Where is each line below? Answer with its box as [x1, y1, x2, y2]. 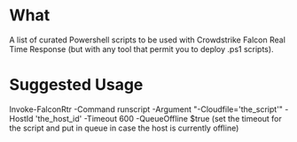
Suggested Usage [9, 75, 144, 95]
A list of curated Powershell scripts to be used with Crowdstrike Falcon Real [9, 34, 286, 45]
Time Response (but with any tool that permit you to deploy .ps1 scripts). [9, 43, 274, 54]
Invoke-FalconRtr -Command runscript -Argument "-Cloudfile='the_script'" [9, 103, 284, 115]
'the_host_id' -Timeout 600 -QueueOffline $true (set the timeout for [35, 113, 282, 123]
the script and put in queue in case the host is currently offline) [9, 123, 239, 133]
